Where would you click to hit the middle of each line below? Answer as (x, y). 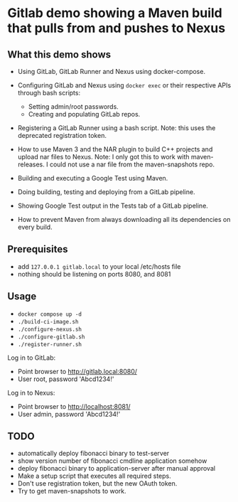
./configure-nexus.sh (49, 329)
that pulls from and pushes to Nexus (117, 28)
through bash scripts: (49, 93)
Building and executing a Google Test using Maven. (93, 178)
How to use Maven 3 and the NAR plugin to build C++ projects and (115, 149)
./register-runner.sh (49, 344)
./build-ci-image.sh (48, 321)
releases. (31, 164)
